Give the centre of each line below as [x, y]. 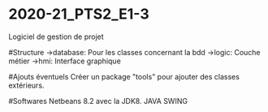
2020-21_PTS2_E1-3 [79, 14]
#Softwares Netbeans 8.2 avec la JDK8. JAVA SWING [98, 101]
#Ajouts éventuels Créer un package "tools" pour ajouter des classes [124, 76]
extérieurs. [26, 85]
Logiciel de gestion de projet [56, 37]
